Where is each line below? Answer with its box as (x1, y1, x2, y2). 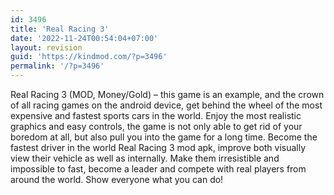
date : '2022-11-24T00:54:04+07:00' (10, 33, 159, 43)
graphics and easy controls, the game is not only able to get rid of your (10, 121, 303, 132)
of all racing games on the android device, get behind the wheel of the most (10, 99, 323, 111)
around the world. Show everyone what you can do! (10, 174, 224, 185)
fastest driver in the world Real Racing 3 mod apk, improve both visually (10, 142, 307, 153)
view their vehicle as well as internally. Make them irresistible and (10, 152, 280, 164)
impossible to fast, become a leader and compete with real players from (10, 163, 307, 175)
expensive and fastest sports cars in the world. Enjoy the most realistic (10, 110, 302, 121)
